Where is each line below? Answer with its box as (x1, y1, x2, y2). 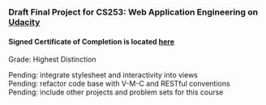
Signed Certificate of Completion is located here (8, 36, 174, 46)
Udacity (8, 16, 41, 27)
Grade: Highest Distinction (8, 55, 97, 65)
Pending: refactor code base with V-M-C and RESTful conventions (8, 79, 230, 89)
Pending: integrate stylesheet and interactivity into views (8, 70, 199, 80)
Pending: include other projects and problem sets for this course (8, 87, 224, 97)
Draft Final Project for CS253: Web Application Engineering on (8, 6, 258, 18)
